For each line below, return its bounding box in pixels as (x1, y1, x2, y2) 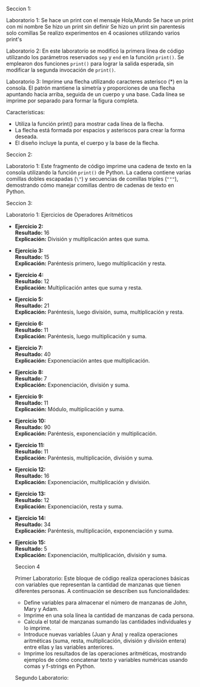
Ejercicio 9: (14, 393, 44, 400)
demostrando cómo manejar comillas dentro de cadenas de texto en (6, 182, 174, 189)
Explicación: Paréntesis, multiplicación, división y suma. (14, 454, 154, 461)
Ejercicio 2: (14, 223, 44, 230)
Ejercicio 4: (14, 272, 44, 278)
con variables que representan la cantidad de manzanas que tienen (14, 581, 181, 588)
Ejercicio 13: (14, 490, 46, 497)
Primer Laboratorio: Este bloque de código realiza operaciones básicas (14, 574, 190, 582)
